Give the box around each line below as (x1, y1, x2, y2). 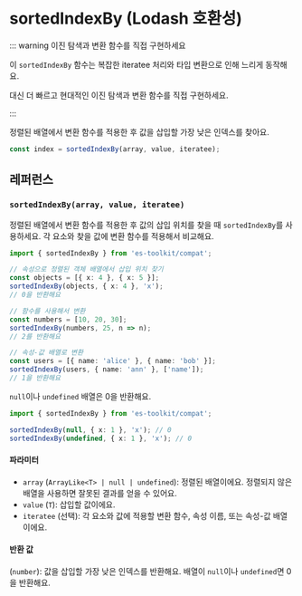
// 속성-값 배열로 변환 (9, 348, 84, 358)
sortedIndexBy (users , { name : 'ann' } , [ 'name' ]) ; (9, 365, 204, 374)
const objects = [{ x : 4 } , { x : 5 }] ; (9, 274, 160, 283)
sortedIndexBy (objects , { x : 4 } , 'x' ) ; (9, 282, 165, 291)
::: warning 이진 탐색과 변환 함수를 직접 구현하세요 (9, 40, 186, 51)
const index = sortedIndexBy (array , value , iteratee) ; (9, 144, 221, 154)
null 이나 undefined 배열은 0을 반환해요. (9, 390, 152, 401)
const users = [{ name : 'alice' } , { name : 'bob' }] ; (9, 357, 217, 366)
